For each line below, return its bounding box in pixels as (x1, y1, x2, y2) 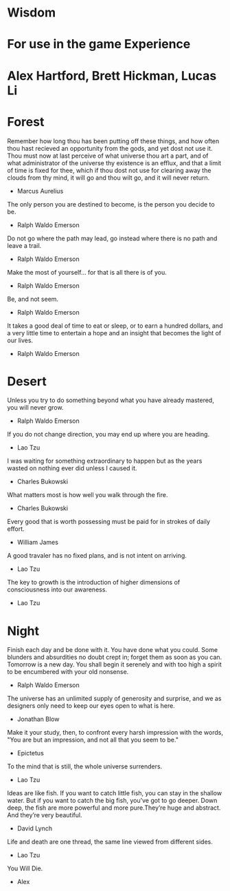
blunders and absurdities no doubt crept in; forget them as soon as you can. (7, 653, 222, 662)
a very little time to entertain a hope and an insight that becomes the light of (7, 328, 222, 337)
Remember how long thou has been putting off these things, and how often (7, 136, 220, 145)
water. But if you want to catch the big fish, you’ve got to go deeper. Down (7, 797, 218, 805)
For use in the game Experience (7, 36, 191, 52)
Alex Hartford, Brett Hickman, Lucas (7, 67, 217, 83)
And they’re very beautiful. (7, 811, 82, 819)
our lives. (7, 336, 33, 344)
